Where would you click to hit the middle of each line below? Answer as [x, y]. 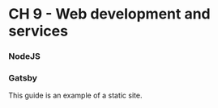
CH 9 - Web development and [109, 14]
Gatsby [23, 78]
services [38, 31]
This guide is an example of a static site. [75, 96]
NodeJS [24, 56]
